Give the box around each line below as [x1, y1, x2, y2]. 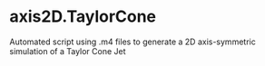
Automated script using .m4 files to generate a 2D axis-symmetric [9, 36, 256, 47]
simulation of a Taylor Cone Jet [9, 45, 126, 56]
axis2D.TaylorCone [9, 6, 157, 27]
